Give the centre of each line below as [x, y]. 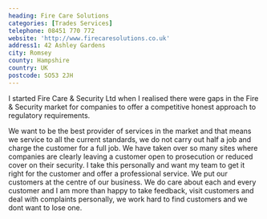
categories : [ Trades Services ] [61, 23]
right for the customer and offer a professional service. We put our [118, 173]
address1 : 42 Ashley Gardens [57, 46]
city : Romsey [30, 53]
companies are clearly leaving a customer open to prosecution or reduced [131, 156]
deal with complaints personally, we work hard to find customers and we [128, 199]
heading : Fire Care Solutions [59, 16]
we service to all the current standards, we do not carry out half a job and [130, 139]
